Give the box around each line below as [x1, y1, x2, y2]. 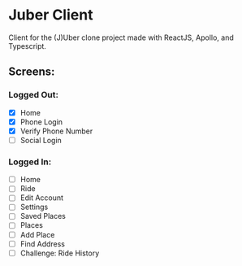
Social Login [19, 135, 63, 145]
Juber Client [8, 6, 93, 24]
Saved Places [19, 211, 67, 221]
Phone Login [19, 116, 63, 127]
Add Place [19, 229, 55, 239]
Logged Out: [8, 89, 59, 101]
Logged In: [8, 156, 52, 168]
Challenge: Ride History [19, 248, 100, 258]
